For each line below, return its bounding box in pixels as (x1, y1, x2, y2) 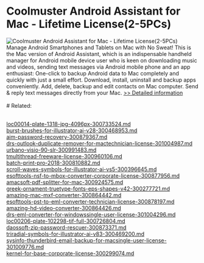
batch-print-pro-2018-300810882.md (6, 159, 100, 166)
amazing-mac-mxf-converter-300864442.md (6, 191, 122, 198)
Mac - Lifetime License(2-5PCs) (6, 17, 172, 31)
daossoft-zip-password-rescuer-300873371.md (6, 223, 127, 231)
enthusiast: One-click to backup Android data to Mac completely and (6, 69, 180, 77)
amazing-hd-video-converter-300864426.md (6, 204, 122, 211)
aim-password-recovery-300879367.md (6, 133, 108, 141)
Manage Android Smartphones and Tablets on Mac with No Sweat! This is (6, 44, 192, 51)
